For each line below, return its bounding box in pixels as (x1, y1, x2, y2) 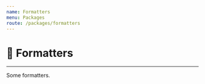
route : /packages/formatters (6, 20, 81, 26)
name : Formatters (6, 8, 51, 15)
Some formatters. (6, 72, 51, 79)
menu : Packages (6, 15, 45, 21)
